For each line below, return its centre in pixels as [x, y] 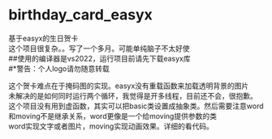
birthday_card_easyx [80, 15]
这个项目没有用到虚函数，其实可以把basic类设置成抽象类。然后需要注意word [136, 106]
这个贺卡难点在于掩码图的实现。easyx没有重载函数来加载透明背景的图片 [129, 86]
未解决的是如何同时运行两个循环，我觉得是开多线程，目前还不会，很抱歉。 [133, 95]
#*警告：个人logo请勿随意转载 [59, 68]
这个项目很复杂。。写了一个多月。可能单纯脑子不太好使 [99, 48]
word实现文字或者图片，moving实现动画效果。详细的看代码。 [111, 126]
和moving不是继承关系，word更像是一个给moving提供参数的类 [113, 116]
